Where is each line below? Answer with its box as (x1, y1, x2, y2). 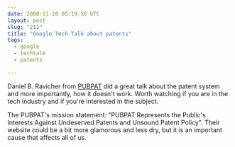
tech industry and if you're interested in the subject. (7, 97, 159, 105)
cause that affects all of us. (7, 133, 87, 141)
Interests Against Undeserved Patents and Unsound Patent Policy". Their (7, 118, 220, 127)
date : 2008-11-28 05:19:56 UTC (7, 10, 100, 18)
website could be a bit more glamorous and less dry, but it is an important (7, 125, 222, 134)
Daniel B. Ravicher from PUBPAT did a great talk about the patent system (7, 82, 220, 90)
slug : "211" (7, 23, 43, 30)
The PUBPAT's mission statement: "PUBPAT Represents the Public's (7, 110, 206, 119)
